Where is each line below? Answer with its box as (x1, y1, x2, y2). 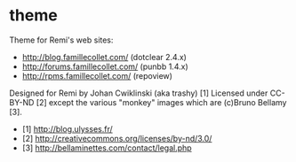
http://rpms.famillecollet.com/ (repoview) (21, 70, 173, 81)
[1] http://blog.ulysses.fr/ (21, 123, 113, 134)
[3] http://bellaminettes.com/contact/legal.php (21, 143, 193, 153)
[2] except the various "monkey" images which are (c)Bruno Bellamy (36, 96, 287, 107)
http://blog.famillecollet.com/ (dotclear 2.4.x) (21, 51, 187, 62)
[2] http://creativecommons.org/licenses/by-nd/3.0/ (21, 133, 212, 143)
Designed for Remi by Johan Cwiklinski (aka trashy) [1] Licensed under (9, 88, 268, 98)
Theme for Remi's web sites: (9, 35, 114, 45)
